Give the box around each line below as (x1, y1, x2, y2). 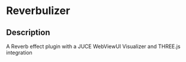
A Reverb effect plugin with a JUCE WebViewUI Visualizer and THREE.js (6, 43, 181, 50)
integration (6, 49, 32, 56)
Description (6, 27, 50, 37)
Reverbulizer (6, 4, 70, 18)
